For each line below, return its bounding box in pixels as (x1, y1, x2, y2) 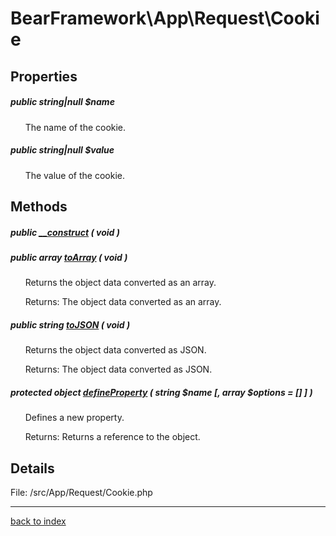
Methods (10, 198, 68, 215)
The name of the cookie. (24, 121, 127, 133)
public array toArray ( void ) (10, 251, 128, 263)
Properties (10, 68, 78, 85)
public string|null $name (10, 96, 115, 108)
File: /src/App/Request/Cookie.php (10, 487, 153, 498)
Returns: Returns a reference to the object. (24, 431, 201, 443)
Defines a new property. (24, 412, 125, 424)
